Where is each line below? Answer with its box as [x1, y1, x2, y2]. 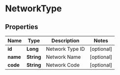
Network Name [46, 54, 81, 60]
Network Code [46, 62, 80, 68]
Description [51, 37, 80, 44]
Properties [5, 23, 38, 31]
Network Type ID [46, 45, 85, 52]
